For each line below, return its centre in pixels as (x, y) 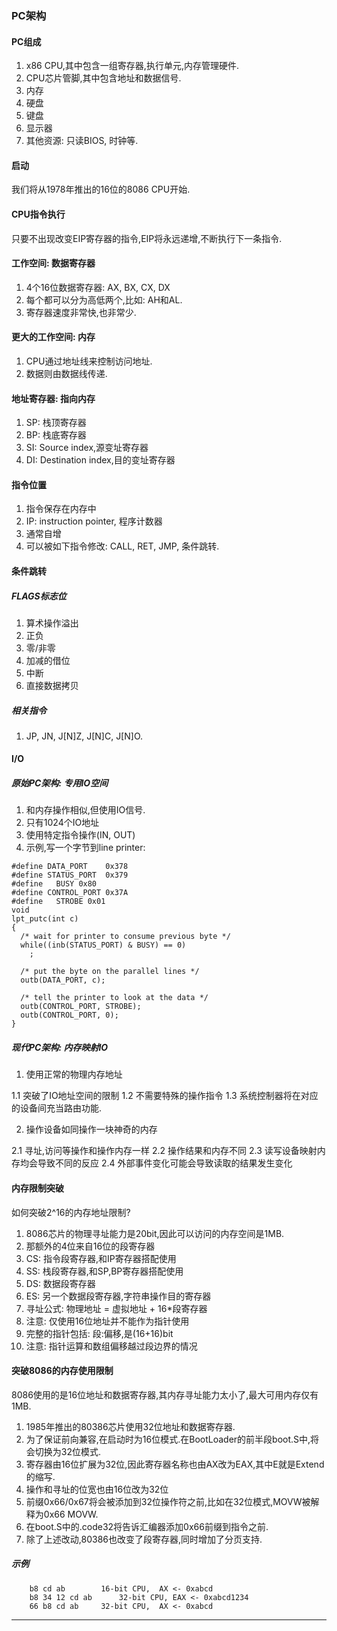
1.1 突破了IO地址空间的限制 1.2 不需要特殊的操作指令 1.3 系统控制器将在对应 (165, 1096)
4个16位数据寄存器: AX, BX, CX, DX (98, 287)
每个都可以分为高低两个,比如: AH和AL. (104, 299)
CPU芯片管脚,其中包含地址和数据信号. (103, 78)
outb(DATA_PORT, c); (63, 980)
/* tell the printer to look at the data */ (114, 998)
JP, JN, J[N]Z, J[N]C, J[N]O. (84, 736)
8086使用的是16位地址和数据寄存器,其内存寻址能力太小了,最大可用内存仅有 (165, 1394)
